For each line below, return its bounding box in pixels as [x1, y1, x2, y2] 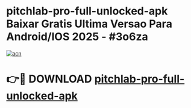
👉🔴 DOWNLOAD [6, 72, 92, 86]
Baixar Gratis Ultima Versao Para [6, 17, 173, 31]
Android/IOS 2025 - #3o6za [6, 30, 149, 43]
